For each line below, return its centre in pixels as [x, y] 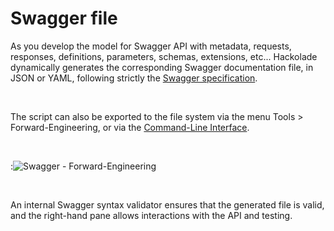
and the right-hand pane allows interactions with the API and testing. [151, 215]
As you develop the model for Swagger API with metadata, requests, [151, 46]
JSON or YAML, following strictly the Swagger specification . [134, 78]
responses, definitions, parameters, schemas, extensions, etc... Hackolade [164, 56]
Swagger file [64, 18]
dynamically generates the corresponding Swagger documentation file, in [162, 67]
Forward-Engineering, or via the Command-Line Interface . [130, 127]
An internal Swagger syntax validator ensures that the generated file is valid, [167, 204]
